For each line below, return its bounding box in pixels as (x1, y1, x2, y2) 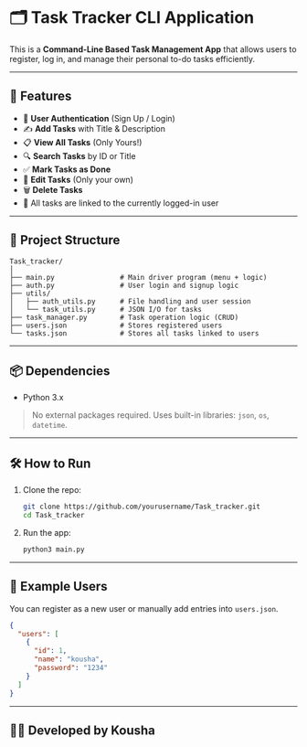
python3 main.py (22, 545, 85, 554)
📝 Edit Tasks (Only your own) (22, 174, 134, 185)
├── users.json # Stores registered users (9, 321, 223, 330)
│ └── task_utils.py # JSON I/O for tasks (9, 304, 203, 314)
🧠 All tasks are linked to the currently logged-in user (22, 197, 219, 208)
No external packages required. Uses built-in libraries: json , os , (31, 410, 270, 421)
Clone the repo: (22, 485, 82, 496)
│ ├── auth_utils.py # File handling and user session (9, 296, 251, 306)
